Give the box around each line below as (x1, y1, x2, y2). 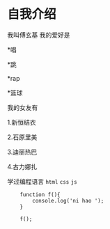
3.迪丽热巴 (7, 148, 38, 156)
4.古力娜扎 (7, 162, 38, 171)
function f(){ (19, 191, 61, 198)
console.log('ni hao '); (32, 197, 104, 204)
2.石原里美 (7, 133, 38, 141)
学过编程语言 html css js (7, 177, 78, 185)
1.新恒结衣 (7, 118, 36, 126)
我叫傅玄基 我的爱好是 (7, 31, 70, 39)
